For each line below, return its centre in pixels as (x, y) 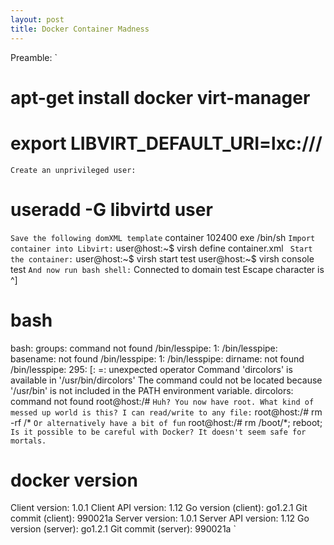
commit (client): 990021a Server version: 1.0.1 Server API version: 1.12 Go (160, 518)
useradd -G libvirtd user (111, 209)
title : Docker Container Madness (80, 29)
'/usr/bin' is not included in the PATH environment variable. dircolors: (152, 390)
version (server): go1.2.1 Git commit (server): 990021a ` (123, 529)
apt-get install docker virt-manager (160, 97)
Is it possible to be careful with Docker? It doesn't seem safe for (158, 432)
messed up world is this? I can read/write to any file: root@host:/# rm (166, 412)
